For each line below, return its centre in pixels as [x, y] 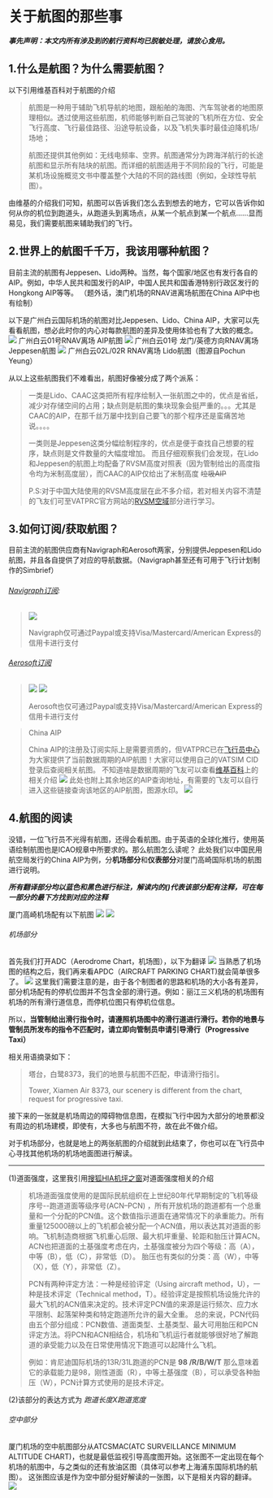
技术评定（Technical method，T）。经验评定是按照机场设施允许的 [152, 1294]
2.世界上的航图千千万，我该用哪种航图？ [110, 252]
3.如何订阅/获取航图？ [64, 529]
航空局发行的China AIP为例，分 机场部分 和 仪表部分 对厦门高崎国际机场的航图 [135, 859]
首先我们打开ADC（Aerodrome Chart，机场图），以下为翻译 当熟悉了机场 [135, 961]
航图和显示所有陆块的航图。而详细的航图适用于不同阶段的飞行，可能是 [146, 165]
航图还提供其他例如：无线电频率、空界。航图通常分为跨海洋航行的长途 [146, 154]
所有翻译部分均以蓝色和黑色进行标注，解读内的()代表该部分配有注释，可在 [132, 887]
